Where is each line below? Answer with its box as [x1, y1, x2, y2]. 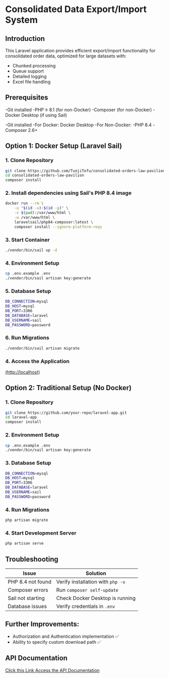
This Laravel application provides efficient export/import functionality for [5, 48, 156, 53]
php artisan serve [5, 541, 44, 546]
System [5, 14, 38, 26]
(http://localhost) [5, 369, 40, 375]
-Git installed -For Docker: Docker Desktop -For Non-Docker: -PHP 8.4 [5, 122, 152, 128]
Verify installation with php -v [56, 578, 126, 585]
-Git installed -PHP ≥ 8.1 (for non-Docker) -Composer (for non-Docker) [5, 107, 152, 113]
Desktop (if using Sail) [21, 112, 67, 118]
